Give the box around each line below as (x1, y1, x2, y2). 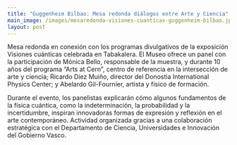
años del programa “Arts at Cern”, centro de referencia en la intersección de (7, 65, 228, 74)
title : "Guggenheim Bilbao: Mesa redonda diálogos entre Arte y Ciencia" (7, 10, 229, 18)
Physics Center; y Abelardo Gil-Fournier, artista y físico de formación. (7, 80, 209, 89)
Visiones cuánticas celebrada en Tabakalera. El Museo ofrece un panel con (7, 50, 226, 58)
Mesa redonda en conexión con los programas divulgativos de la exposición (7, 43, 229, 51)
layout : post (7, 23, 46, 30)
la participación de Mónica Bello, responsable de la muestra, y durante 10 (7, 58, 221, 66)
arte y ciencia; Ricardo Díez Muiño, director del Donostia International (7, 72, 209, 81)
